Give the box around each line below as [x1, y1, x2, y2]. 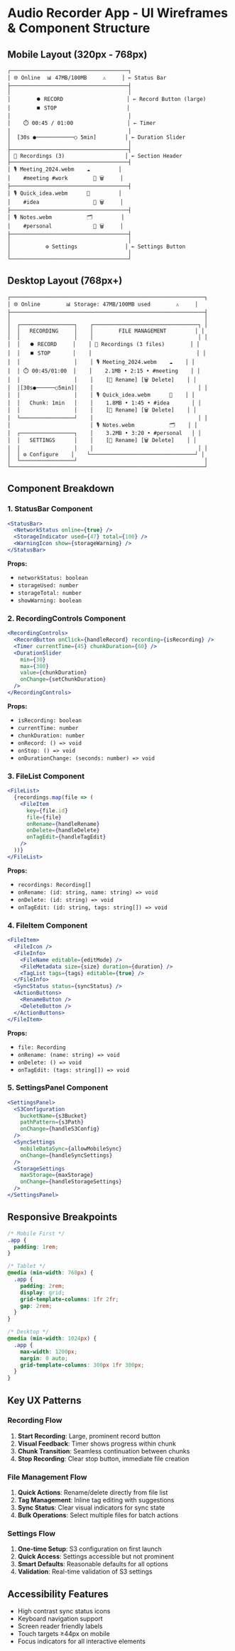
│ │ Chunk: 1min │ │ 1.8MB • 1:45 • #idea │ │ [7, 399, 202, 407]
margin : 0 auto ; [20, 1355, 69, 1362]
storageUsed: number [17, 581, 79, 589]
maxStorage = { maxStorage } [20, 1171, 94, 1179]
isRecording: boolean [17, 716, 82, 724]
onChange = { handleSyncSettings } [20, 1151, 113, 1159]
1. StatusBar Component [7, 504, 93, 514]
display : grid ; [20, 1289, 65, 1296]
